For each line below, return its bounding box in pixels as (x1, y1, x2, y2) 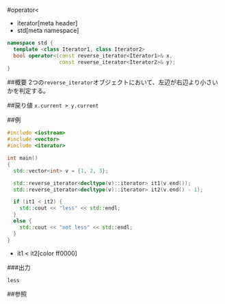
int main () (7, 155, 38, 162)
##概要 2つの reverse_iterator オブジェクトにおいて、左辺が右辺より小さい (7, 78, 219, 86)
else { (13, 218, 32, 225)
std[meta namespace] (16, 27, 79, 34)
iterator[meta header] (16, 19, 78, 27)
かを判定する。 (7, 87, 49, 95)
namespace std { (7, 40, 53, 47)
